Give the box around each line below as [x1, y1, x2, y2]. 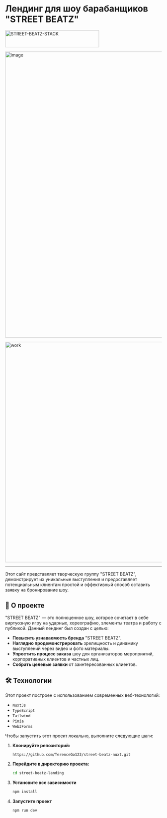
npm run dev [12, 808, 37, 813]
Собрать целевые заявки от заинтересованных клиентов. [12, 661, 137, 667]
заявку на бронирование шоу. [5, 587, 69, 593]
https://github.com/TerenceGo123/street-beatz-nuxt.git [12, 752, 131, 757]
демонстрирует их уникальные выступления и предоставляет [5, 576, 138, 582]
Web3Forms [12, 724, 33, 729]
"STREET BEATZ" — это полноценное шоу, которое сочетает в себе [5, 614, 149, 620]
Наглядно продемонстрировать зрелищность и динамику [12, 640, 138, 646]
